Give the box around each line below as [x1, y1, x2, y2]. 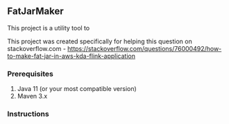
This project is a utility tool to [7, 23, 90, 32]
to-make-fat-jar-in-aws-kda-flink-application [7, 52, 135, 60]
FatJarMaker [7, 6, 64, 17]
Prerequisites [7, 69, 53, 79]
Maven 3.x [17, 92, 48, 101]
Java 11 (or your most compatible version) [17, 85, 137, 93]
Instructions [7, 110, 50, 119]
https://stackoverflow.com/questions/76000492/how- [67, 44, 222, 52]
